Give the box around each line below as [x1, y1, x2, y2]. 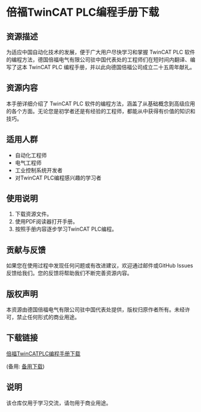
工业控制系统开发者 [14, 166, 63, 173]
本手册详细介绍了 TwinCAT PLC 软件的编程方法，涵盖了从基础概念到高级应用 [6, 100, 196, 107]
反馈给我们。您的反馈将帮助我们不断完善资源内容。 [6, 269, 133, 277]
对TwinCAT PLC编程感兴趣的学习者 [14, 174, 102, 181]
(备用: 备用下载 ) [6, 363, 45, 370]
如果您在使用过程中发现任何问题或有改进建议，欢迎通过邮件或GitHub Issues [6, 262, 193, 269]
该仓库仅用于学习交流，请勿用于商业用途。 [6, 399, 112, 407]
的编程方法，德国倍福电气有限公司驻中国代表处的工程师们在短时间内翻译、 [6, 56, 190, 63]
